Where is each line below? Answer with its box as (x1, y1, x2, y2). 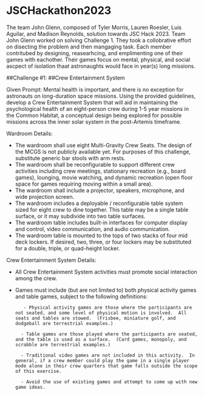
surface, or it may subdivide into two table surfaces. (15, 212, 146, 220)
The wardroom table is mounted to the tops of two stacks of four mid (15, 232, 188, 239)
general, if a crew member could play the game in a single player (15, 357, 189, 364)
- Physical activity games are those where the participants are (23, 304, 192, 310)
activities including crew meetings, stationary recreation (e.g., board (15, 167, 186, 175)
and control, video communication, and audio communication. (15, 225, 170, 232)
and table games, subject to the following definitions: (15, 292, 148, 300)
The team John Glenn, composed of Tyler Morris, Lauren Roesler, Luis (6, 24, 182, 31)
